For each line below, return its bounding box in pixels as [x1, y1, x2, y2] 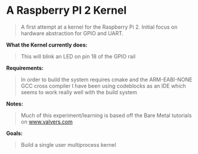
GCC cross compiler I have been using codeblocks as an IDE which [20, 82, 186, 90]
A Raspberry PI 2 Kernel [6, 4, 127, 17]
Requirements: [6, 64, 44, 72]
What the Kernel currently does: [6, 41, 88, 48]
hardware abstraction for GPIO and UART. [20, 29, 124, 36]
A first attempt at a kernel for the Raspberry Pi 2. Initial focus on [20, 23, 178, 30]
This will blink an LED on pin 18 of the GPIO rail [20, 53, 136, 60]
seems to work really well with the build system [20, 88, 137, 96]
